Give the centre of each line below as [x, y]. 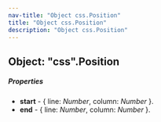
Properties [26, 81]
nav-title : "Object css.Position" [65, 15]
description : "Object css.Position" [68, 30]
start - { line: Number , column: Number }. [86, 101]
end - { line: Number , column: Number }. [85, 109]
